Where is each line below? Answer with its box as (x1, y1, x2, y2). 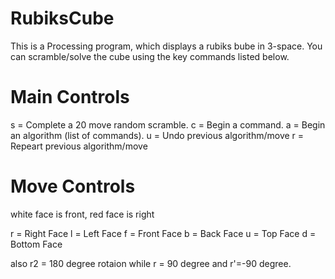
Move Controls (10, 175, 136, 198)
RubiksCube (10, 7, 115, 30)
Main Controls (10, 86, 130, 109)
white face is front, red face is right (10, 208, 155, 220)
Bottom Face (10, 238, 63, 250)
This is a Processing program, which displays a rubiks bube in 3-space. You (10, 40, 323, 52)
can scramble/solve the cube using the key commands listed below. (10, 50, 290, 62)
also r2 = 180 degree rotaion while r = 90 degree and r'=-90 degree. (10, 257, 292, 269)
